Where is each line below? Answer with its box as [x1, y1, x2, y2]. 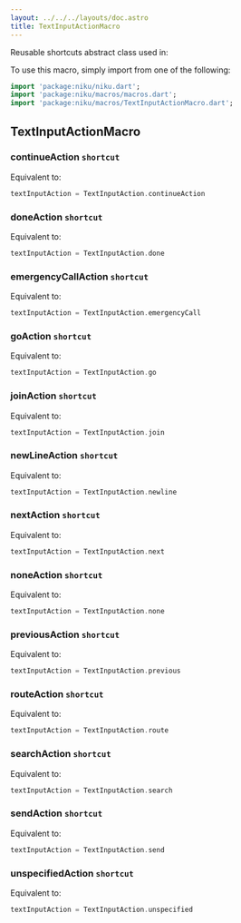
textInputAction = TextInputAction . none [10, 607, 166, 616]
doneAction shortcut [10, 211, 103, 223]
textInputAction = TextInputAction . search [10, 786, 173, 795]
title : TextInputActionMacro [10, 22, 120, 31]
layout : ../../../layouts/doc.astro [10, 13, 149, 23]
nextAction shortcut [10, 509, 101, 522]
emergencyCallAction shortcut [10, 270, 149, 282]
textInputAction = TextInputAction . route [10, 726, 169, 735]
